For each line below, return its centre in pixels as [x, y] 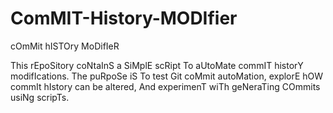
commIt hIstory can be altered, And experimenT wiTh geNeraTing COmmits [165, 86]
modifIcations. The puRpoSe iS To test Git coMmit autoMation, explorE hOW [167, 76]
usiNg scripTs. [40, 97]
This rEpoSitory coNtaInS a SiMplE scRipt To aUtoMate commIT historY [157, 65]
